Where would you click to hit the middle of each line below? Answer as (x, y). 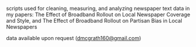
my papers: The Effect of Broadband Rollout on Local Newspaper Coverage (98, 15)
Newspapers (22, 27)
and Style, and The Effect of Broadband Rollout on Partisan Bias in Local (94, 21)
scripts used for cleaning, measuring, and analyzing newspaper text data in (98, 8)
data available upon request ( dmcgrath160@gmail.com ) (74, 38)
